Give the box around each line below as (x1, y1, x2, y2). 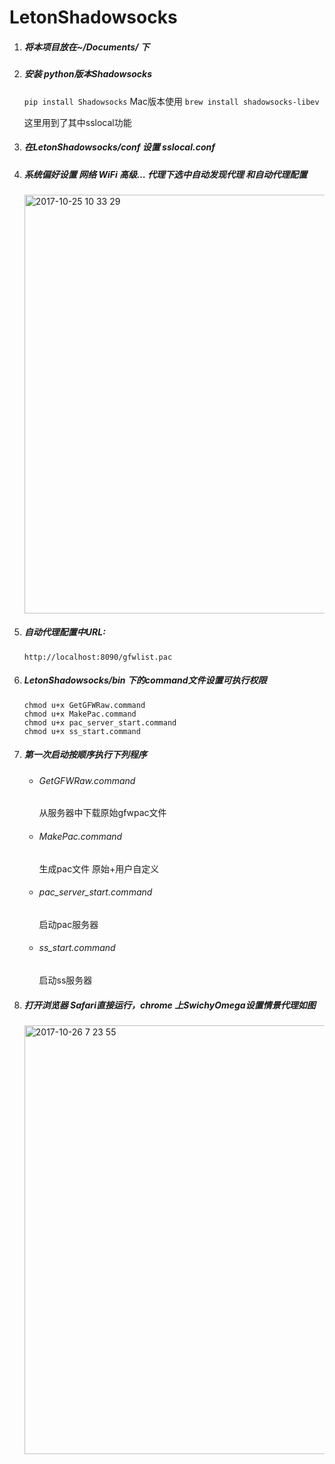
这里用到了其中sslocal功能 (23, 116, 132, 128)
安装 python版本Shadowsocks (23, 68, 152, 80)
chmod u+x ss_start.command (23, 726, 141, 736)
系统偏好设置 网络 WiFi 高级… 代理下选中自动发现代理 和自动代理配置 (23, 168, 308, 180)
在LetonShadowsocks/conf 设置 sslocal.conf (23, 141, 216, 153)
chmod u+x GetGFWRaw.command (23, 700, 146, 710)
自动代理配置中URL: (23, 626, 106, 638)
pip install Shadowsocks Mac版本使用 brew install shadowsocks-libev (23, 95, 320, 107)
